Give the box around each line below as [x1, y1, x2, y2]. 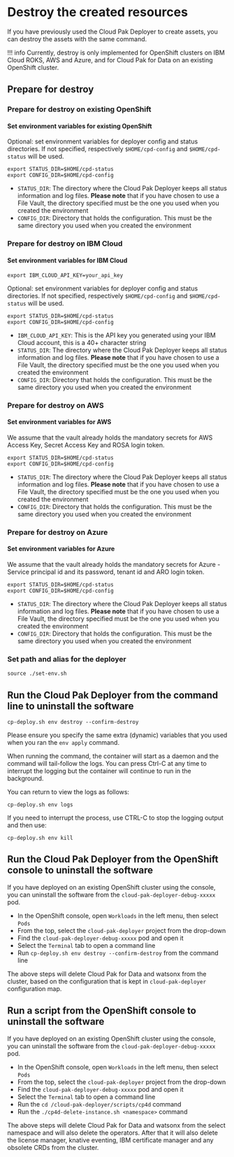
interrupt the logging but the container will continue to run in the [7, 766, 192, 775]
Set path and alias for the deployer [7, 654, 127, 664]
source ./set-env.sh [7, 670, 68, 678]
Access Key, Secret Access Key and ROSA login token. [7, 440, 166, 449]
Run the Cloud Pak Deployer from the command [7, 689, 219, 701]
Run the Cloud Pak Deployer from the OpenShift [7, 853, 219, 865]
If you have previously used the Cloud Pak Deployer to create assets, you [7, 27, 219, 36]
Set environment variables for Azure [7, 545, 115, 553]
